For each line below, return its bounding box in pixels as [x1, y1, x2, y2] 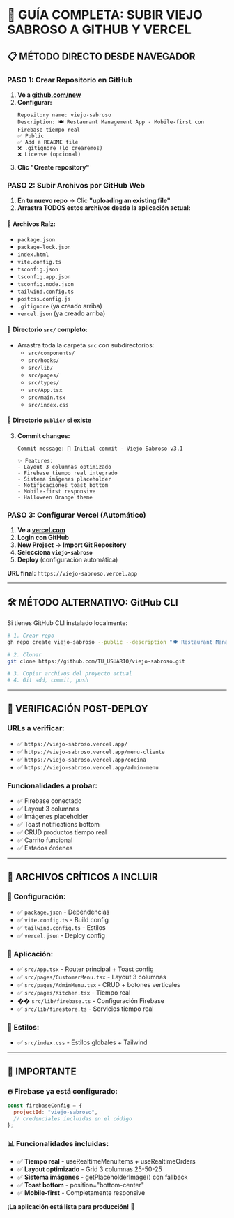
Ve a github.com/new [17, 91, 81, 99]
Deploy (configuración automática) [17, 555, 118, 564]
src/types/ [27, 379, 60, 386]
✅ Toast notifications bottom [17, 820, 100, 829]
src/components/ [27, 349, 75, 356]
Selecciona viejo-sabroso [17, 548, 93, 557]
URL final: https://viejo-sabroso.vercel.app [7, 569, 138, 578]
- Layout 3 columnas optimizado [17, 463, 111, 470]
